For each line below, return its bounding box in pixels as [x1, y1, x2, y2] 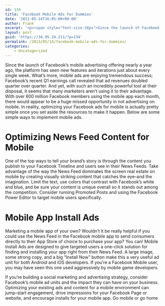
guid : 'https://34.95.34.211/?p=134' [5, 35, 83, 40]
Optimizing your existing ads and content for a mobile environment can [5, 285, 149, 291]
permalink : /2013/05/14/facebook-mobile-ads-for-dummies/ [5, 39, 127, 44]
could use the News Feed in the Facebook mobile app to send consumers [5, 233, 155, 239]
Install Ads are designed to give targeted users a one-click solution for [5, 244, 148, 250]
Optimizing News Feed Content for [5, 131, 150, 143]
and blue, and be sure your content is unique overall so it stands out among [5, 184, 159, 190]
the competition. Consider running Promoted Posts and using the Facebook [5, 189, 158, 195]
